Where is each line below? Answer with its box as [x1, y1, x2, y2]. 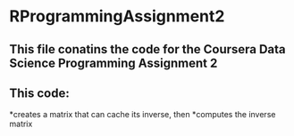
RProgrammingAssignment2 [9, 6, 225, 27]
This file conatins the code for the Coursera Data [9, 42, 286, 57]
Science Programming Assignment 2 [9, 55, 218, 70]
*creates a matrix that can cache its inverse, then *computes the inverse [9, 109, 276, 120]
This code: [9, 85, 70, 100]
